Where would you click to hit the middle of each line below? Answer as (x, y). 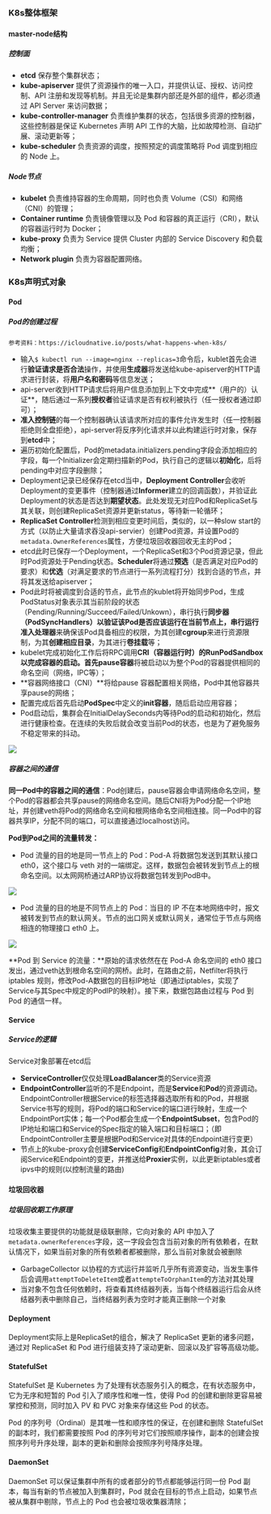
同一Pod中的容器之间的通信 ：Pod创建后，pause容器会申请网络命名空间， (131, 790)
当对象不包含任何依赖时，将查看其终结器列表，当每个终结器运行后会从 (137, 1289)
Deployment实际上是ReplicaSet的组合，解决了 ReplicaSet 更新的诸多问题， (133, 1338)
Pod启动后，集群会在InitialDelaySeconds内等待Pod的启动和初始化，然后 (140, 713)
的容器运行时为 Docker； (61, 229)
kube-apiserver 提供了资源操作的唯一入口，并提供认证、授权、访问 (133, 86)
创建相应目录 (70, 642)
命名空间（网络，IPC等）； (63, 672)
